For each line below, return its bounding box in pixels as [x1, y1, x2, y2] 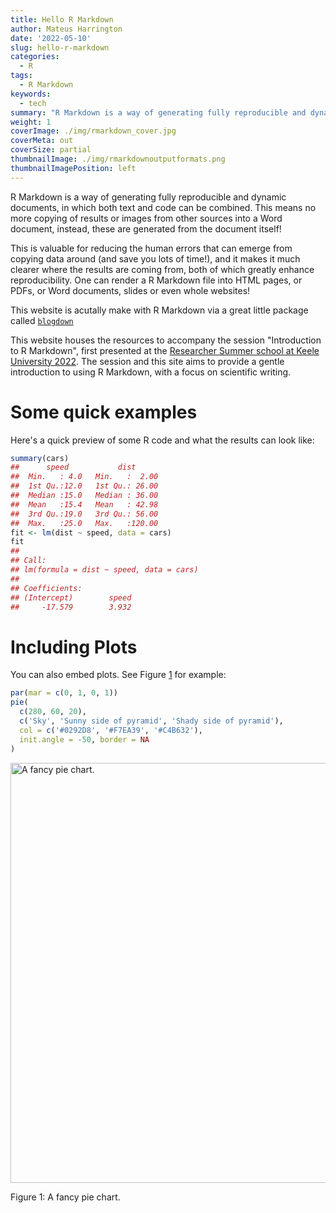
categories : [10, 52, 60, 62]
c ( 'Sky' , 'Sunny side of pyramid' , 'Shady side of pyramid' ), [19, 716, 284, 726]
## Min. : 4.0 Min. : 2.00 [10, 472, 159, 482]
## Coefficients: [10, 583, 83, 593]
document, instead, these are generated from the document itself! [10, 222, 282, 235]
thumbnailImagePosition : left [10, 163, 137, 173]
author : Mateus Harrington [10, 24, 123, 34]
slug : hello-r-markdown [10, 42, 110, 53]
